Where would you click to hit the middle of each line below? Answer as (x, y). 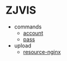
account (33, 33)
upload (23, 46)
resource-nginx (42, 52)
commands (28, 27)
